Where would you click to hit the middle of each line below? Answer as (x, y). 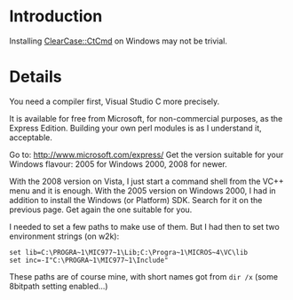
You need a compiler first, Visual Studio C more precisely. (115, 101)
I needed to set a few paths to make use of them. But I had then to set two (144, 226)
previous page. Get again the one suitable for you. (101, 209)
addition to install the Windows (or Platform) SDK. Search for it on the (136, 200)
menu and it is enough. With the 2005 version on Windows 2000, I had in (143, 190)
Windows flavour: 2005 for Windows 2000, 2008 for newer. (119, 164)
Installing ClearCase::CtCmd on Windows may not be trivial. (119, 41)
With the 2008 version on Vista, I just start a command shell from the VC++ (146, 181)
